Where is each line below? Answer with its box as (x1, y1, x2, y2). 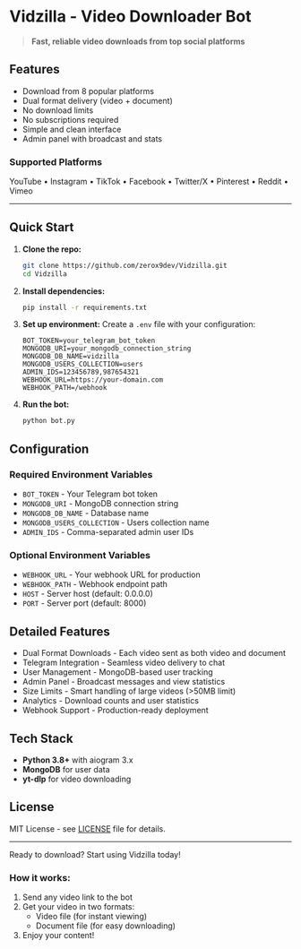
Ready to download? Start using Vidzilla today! (9, 849, 181, 859)
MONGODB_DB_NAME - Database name (21, 508, 150, 519)
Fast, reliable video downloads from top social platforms (30, 36, 245, 47)
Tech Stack (9, 730, 73, 746)
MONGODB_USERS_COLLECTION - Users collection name (21, 517, 210, 528)
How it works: (9, 871, 71, 884)
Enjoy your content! (21, 930, 95, 941)
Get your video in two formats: (21, 902, 135, 912)
